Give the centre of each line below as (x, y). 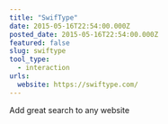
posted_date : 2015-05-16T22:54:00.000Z (84, 34)
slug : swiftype (38, 51)
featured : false (40, 43)
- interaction (44, 68)
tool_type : (30, 59)
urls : (19, 76)
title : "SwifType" (44, 18)
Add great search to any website (70, 110)
